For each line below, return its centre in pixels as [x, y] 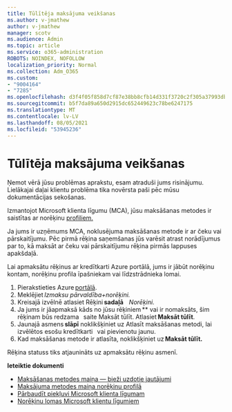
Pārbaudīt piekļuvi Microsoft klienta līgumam [81, 394]
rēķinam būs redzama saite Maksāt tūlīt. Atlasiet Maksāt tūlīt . [106, 317]
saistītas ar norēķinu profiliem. [50, 218]
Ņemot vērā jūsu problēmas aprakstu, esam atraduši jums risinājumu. [106, 182]
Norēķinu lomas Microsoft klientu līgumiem [78, 401]
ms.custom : [23, 78]
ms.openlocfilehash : [37, 97]
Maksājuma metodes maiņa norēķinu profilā [79, 386]
